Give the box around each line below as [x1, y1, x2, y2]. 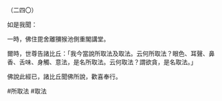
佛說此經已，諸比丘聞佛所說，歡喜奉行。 [7, 72, 122, 81]
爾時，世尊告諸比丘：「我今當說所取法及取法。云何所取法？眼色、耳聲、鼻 [7, 50, 215, 57]
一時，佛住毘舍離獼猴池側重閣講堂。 [7, 35, 110, 43]
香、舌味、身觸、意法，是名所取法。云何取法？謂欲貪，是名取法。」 [7, 58, 197, 66]
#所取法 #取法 [7, 87, 47, 95]
